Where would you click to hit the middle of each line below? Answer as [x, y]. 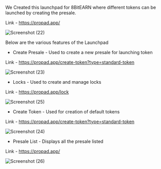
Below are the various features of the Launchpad [57, 42]
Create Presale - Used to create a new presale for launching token [83, 52]
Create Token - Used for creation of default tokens [66, 112]
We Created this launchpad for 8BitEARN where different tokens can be [81, 7]
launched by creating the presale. [41, 13]
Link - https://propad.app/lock [37, 92]
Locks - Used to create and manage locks [57, 82]
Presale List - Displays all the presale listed [58, 141]
